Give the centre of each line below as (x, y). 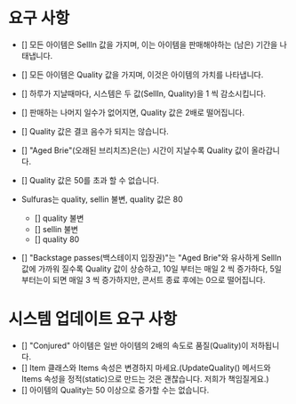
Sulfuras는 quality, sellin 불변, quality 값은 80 (102, 199)
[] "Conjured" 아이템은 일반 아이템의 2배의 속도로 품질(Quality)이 (135, 345)
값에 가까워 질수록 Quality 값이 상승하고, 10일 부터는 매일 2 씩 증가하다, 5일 (151, 269)
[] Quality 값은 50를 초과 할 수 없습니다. (90, 180)
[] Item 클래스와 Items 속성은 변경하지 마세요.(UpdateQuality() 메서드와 (146, 368)
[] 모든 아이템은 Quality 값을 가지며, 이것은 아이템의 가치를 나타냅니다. (142, 74)
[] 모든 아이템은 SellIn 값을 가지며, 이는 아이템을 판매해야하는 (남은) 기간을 (149, 44)
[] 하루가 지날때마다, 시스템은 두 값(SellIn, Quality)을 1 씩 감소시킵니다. (144, 93)
